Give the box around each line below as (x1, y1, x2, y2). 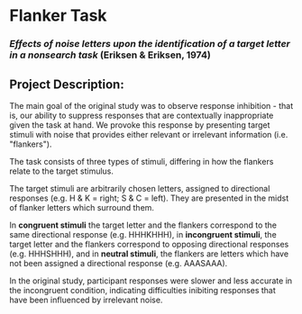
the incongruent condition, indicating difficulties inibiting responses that (9, 284, 277, 295)
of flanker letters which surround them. (9, 202, 155, 212)
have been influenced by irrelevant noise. (9, 294, 163, 305)
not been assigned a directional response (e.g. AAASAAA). (9, 257, 228, 268)
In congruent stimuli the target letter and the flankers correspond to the (9, 220, 278, 230)
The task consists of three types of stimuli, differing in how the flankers (9, 156, 274, 166)
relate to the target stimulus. (9, 166, 114, 176)
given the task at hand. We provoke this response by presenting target (9, 119, 270, 130)
